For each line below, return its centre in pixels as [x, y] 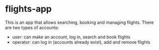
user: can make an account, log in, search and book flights [71, 37]
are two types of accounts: [32, 27]
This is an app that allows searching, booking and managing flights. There [79, 22]
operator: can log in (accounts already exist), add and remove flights [81, 42]
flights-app [28, 9]
